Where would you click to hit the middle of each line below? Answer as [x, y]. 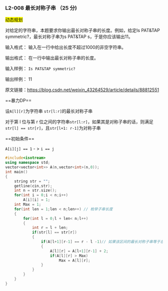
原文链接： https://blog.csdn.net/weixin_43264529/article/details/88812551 [82, 90]
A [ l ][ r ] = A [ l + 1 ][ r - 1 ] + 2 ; [79, 251]
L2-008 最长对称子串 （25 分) [41, 8]
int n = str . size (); [35, 191]
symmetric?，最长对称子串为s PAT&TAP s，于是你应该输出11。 [69, 37]
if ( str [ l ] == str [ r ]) [54, 232]
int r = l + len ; [50, 228]
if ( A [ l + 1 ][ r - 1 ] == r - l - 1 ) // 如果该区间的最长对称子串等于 [101, 242]
